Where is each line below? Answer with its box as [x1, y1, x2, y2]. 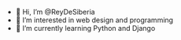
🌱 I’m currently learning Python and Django [15, 24, 156, 32]
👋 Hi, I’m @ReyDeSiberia [15, 8, 96, 16]
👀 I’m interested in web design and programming [15, 15, 174, 25]
